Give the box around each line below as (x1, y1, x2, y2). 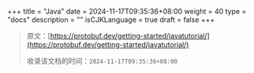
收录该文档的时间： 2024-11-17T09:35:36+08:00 (26, 57, 178, 65)
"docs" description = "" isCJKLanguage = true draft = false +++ (7, 15, 215, 24)
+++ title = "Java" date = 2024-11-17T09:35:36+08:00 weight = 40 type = (7, 7, 247, 16)
